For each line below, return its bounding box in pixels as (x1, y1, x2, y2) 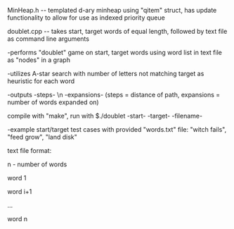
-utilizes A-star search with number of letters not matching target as (7, 70, 204, 78)
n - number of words (7, 160, 67, 168)
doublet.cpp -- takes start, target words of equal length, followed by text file (7, 27, 228, 35)
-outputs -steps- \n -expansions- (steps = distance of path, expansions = (7, 91, 221, 99)
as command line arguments (7, 35, 90, 43)
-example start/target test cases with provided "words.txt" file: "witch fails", (7, 125, 227, 133)
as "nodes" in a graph (7, 56, 70, 64)
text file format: (7, 147, 52, 154)
